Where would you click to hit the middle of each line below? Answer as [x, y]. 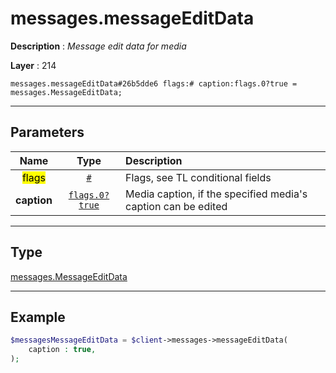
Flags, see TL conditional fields [198, 177]
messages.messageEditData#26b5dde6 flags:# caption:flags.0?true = [154, 83]
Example [38, 317]
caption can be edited [176, 206]
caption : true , [62, 350]
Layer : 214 [33, 65]
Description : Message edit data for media [98, 46]
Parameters [47, 132]
